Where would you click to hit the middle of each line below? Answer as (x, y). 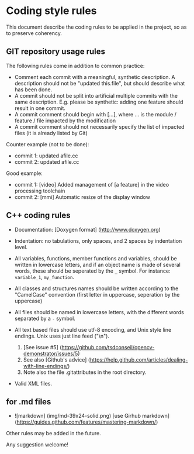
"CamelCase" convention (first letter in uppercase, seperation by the (97, 294)
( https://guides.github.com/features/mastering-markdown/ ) (86, 422)
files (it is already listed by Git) (51, 133)
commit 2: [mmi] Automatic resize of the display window (82, 197)
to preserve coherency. (34, 33)
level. (21, 247)
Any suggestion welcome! (37, 445)
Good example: (24, 173)
